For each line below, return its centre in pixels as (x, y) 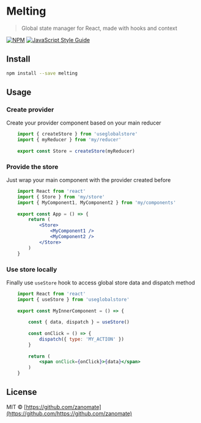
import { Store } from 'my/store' (61, 197)
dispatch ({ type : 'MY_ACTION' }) (81, 339)
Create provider (30, 109)
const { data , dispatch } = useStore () (79, 322)
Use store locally (32, 269)
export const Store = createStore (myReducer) (76, 151)
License (22, 392)
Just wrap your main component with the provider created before (89, 180)
